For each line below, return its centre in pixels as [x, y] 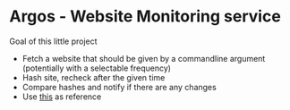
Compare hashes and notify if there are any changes [119, 87]
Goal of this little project [53, 41]
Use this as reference [62, 97]
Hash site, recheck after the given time [94, 77]
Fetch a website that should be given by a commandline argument [144, 58]
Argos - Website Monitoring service [145, 17]
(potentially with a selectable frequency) [97, 68]
